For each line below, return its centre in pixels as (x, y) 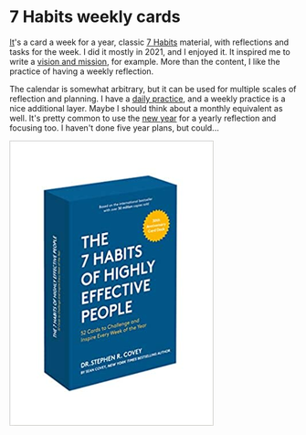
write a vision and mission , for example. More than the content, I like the (145, 61)
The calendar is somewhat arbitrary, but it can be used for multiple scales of (153, 89)
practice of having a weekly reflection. (82, 71)
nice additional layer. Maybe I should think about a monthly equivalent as (146, 108)
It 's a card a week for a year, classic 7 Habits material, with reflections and (149, 42)
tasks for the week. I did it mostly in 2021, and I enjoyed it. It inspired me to (150, 51)
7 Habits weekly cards (95, 17)
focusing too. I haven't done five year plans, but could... (114, 127)
